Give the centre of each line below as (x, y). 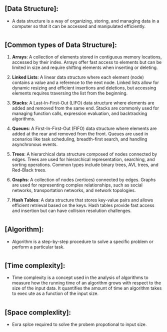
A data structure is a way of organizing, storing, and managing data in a (85, 21)
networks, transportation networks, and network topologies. (74, 190)
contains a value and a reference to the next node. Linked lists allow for (85, 82)
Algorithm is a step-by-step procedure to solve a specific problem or (82, 241)
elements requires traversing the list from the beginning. (70, 93)
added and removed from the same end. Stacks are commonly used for (85, 108)
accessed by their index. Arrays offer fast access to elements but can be (87, 62)
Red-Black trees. (29, 170)
